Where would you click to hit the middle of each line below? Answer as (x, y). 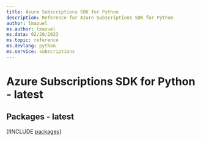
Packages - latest (40, 117)
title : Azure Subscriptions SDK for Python (63, 12)
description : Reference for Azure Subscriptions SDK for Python (90, 18)
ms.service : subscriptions (41, 52)
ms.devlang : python (31, 46)
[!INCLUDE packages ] (34, 131)
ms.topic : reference (33, 40)
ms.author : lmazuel (31, 29)
